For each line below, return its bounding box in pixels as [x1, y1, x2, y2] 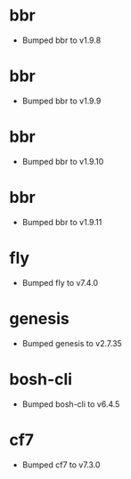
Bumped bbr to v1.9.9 [21, 95, 102, 106]
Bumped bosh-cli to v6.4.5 [21, 398, 120, 410]
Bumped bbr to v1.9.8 [21, 35, 102, 45]
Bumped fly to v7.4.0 [21, 277, 99, 288]
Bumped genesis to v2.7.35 [21, 337, 122, 348]
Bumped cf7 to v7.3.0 [21, 459, 101, 470]
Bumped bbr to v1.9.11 [21, 216, 102, 227]
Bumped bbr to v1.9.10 [21, 156, 104, 166]
